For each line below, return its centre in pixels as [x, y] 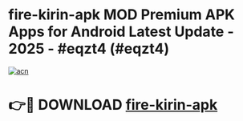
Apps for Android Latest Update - [121, 32]
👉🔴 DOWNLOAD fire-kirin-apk [113, 105]
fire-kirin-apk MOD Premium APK [121, 15]
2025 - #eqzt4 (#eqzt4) [89, 49]
